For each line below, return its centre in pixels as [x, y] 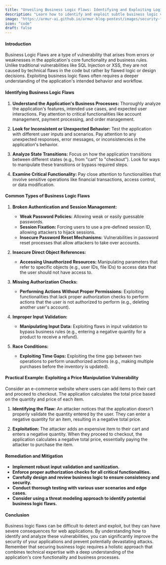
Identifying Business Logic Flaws [40, 92]
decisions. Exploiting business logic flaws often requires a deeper [72, 76]
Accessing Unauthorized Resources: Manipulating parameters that [89, 262]
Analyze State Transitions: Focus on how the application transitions [82, 154]
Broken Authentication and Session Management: [64, 207]
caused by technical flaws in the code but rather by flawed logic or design [81, 71]
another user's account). [45, 307]
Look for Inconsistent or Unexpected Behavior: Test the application [82, 128]
